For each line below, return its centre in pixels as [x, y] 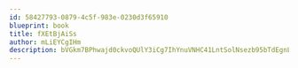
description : [33, 50]
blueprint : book [39, 26]
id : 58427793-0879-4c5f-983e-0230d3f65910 [89, 17]
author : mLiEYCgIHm [45, 42]
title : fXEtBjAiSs [43, 34]
